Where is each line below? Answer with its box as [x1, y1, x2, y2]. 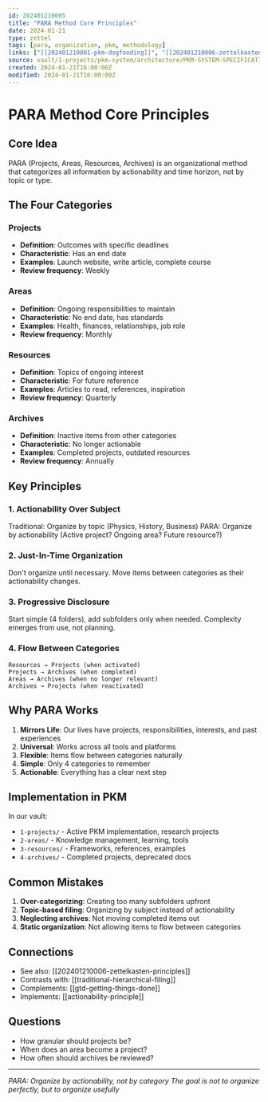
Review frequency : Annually [19, 456, 114, 466]
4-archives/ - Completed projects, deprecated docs [19, 852, 191, 862]
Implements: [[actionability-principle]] [19, 992, 144, 1001]
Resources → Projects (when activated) [8, 661, 141, 669]
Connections [8, 945, 74, 958]
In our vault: [8, 812, 48, 821]
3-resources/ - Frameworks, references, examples [19, 843, 186, 854]
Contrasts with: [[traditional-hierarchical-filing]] [19, 975, 176, 985]
